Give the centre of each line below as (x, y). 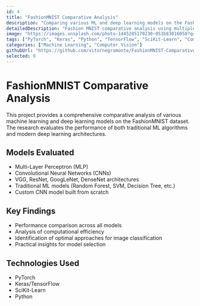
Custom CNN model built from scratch (62, 192)
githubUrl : (20, 51)
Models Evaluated (40, 152)
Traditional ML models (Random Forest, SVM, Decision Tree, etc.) (95, 186)
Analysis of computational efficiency (60, 232)
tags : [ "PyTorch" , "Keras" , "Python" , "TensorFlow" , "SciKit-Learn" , (94, 39)
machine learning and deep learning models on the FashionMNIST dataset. (98, 121)
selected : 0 (21, 56)
